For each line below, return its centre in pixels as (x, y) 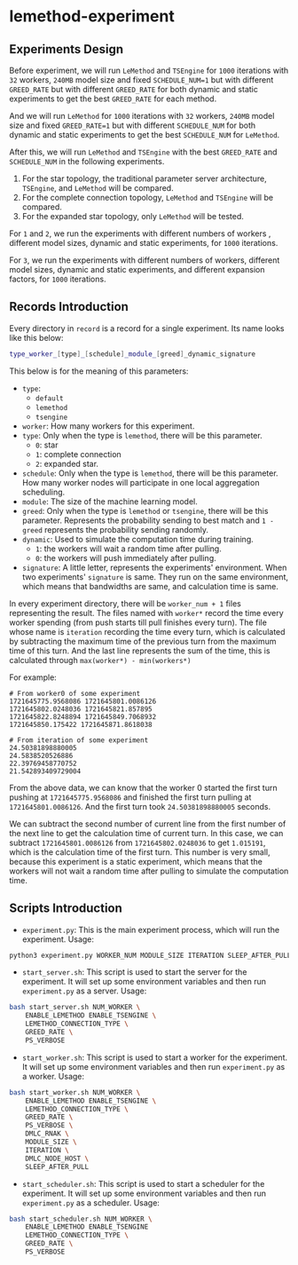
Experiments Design (67, 49)
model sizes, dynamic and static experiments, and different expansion (137, 269)
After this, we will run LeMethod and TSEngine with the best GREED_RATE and (143, 152)
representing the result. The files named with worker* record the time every (146, 613)
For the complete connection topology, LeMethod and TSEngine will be (147, 198)
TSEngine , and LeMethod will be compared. (98, 188)
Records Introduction (69, 307)
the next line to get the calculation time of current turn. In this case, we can (146, 833)
